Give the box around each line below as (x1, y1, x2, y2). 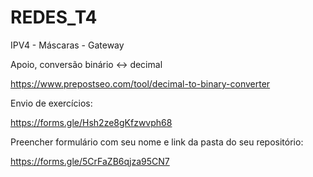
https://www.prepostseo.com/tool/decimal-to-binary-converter (10, 77, 271, 90)
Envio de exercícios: (10, 97, 93, 109)
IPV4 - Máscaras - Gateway (10, 39, 125, 51)
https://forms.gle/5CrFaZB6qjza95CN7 (10, 155, 170, 167)
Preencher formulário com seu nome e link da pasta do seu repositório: (10, 136, 304, 148)
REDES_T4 (10, 6, 98, 29)
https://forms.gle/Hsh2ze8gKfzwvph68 (10, 116, 173, 128)
